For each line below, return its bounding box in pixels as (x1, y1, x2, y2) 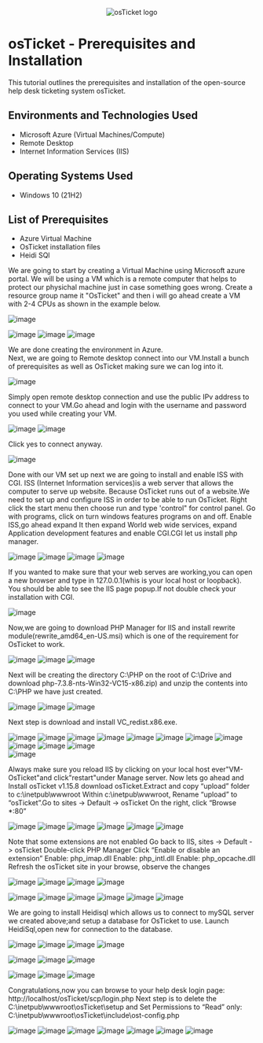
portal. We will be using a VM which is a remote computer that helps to (8, 274, 237, 283)
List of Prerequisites (8, 213, 109, 226)
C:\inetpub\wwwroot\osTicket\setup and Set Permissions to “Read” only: (8, 1002, 243, 1012)
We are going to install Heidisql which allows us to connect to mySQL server (8, 908, 254, 917)
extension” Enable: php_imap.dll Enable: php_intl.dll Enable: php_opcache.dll (8, 854, 256, 864)
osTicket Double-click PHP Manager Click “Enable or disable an (14, 845, 221, 855)
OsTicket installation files (19, 242, 100, 252)
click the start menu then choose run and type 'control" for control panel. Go (8, 504, 256, 513)
